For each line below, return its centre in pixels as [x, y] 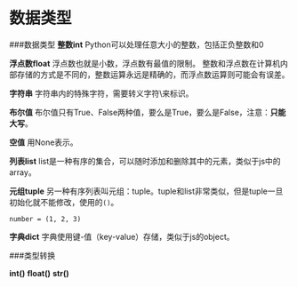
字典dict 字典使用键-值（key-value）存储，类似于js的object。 [122, 236]
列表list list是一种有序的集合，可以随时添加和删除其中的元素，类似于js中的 [145, 161]
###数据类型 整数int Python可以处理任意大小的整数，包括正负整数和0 [136, 44]
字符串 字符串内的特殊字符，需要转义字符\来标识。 [101, 93]
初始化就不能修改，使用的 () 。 [64, 202]
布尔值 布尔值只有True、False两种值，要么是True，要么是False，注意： [140, 112]
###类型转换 [32, 255]
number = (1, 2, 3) [45, 219]
